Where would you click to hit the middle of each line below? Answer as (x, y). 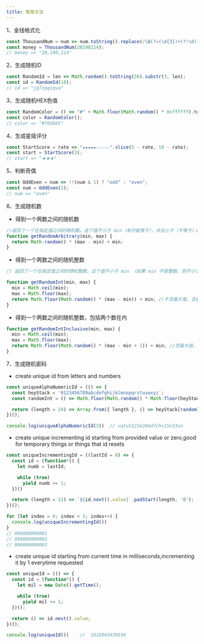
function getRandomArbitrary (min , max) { (59, 236)
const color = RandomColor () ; (45, 117)
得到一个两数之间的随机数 (47, 219)
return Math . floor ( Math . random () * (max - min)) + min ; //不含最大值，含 (104, 299)
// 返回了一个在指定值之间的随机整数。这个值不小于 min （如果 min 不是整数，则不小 (101, 271)
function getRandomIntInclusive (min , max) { (63, 329)
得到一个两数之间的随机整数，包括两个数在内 (71, 317)
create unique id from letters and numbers (68, 376)
